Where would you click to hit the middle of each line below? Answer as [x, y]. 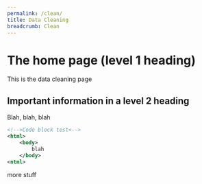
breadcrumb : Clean [33, 26]
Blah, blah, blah [29, 117]
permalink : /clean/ [35, 13]
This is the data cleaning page [50, 79]
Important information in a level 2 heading [98, 101]
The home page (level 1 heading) [102, 60]
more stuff [22, 175]
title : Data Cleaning [38, 20]
